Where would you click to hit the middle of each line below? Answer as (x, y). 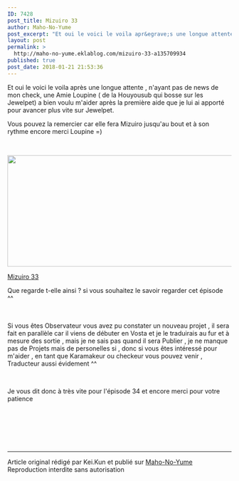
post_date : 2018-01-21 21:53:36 (55, 67)
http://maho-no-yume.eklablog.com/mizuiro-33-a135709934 (100, 54)
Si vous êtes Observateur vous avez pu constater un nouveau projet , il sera (118, 326)
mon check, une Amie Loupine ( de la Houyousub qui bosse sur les (106, 95)
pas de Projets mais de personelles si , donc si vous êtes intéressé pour (112, 348)
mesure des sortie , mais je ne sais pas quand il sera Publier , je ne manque (118, 341)
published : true (31, 61)
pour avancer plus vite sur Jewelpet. (61, 110)
